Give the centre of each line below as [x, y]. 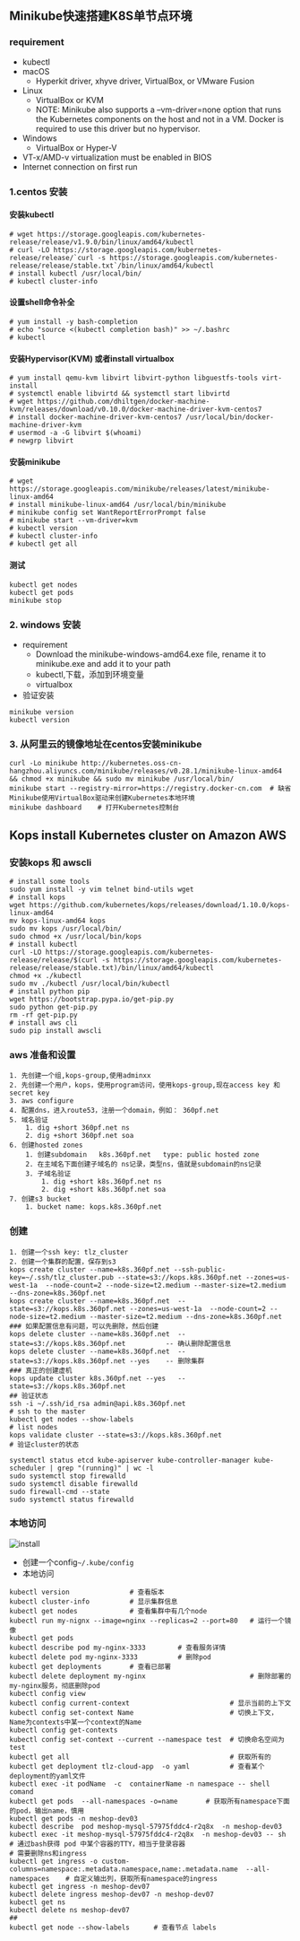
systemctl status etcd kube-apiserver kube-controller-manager [130, 1460]
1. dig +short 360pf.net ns [77, 1128]
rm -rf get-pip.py [43, 1015]
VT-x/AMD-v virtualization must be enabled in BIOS [117, 157]
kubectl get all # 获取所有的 [140, 1757]
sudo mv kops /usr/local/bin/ [66, 928]
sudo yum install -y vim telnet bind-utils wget [102, 889]
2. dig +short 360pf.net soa [80, 1136]
